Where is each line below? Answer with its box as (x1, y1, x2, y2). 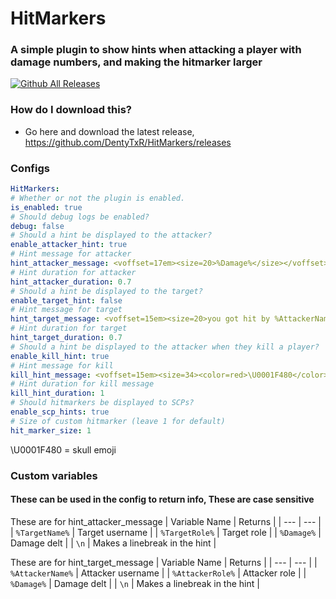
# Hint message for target (10, 305, 123, 315)
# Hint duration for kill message (10, 379, 155, 389)
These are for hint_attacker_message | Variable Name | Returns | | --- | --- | (10, 515, 322, 527)
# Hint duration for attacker (10, 267, 137, 277)
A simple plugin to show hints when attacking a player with (10, 43, 302, 57)
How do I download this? (10, 103, 132, 117)
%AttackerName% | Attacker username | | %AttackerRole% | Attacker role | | (10, 567, 307, 579)
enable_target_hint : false (10, 295, 123, 306)
